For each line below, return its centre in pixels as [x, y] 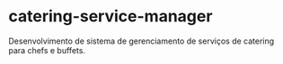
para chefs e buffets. [47, 50]
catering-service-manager [111, 16]
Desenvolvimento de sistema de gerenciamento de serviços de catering [141, 41]
